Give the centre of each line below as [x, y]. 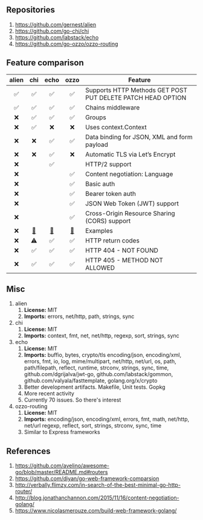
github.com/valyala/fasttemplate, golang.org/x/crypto [91, 381]
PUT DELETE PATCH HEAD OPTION [136, 97]
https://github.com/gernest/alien [56, 24]
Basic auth [100, 184]
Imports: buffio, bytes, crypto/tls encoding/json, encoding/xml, [103, 355]
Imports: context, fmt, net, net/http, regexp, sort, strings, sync [101, 336]
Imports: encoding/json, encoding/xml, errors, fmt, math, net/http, [107, 419]
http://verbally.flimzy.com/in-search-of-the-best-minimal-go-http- [98, 485]
